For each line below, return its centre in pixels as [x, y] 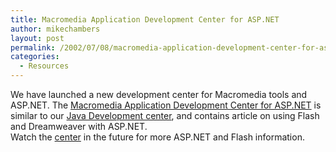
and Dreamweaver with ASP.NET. [79, 126]
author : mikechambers [55, 29]
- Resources [44, 66]
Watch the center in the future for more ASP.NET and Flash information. [157, 137]
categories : [35, 57]
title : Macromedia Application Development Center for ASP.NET [145, 19]
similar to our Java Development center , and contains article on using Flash [165, 115]
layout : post [37, 38]
